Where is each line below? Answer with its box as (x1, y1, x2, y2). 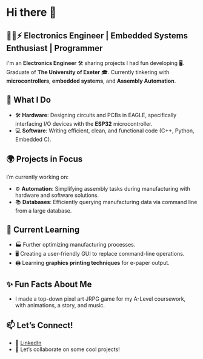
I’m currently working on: (6, 173, 69, 180)
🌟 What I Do (6, 95, 52, 105)
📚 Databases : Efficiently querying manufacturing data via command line (15, 198, 198, 205)
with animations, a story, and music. (15, 302, 105, 309)
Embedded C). (15, 135, 52, 143)
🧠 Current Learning (6, 225, 80, 235)
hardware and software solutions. (15, 191, 99, 199)
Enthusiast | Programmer (6, 43, 103, 53)
